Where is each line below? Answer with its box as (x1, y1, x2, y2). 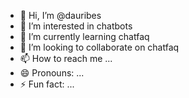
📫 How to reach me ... (19, 53, 113, 64)
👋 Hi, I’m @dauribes (19, 10, 102, 21)
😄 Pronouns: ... (19, 67, 85, 79)
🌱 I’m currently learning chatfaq (19, 31, 150, 42)
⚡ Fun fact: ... (19, 78, 75, 90)
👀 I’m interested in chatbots (19, 20, 133, 32)
